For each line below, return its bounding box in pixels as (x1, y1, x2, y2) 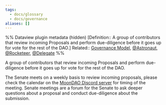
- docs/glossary (9, 12, 43, 17)
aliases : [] (5, 21, 30, 26)
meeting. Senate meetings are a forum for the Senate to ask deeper (5, 85, 143, 91)
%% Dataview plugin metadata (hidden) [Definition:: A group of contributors (5, 35, 161, 40)
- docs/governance (9, 16, 48, 21)
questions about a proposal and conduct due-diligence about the (5, 90, 138, 96)
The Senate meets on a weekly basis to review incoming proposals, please (5, 74, 158, 80)
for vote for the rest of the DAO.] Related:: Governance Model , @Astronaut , (5, 45, 158, 51)
